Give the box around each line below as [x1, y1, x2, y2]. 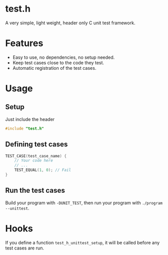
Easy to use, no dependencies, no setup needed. [12, 54, 115, 60]
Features [5, 37, 44, 49]
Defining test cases [5, 140, 68, 149]
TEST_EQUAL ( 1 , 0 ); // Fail [14, 167, 71, 173]
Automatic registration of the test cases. [12, 65, 97, 71]
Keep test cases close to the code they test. [12, 59, 105, 66]
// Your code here [14, 158, 53, 163]
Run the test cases [5, 186, 65, 195]
